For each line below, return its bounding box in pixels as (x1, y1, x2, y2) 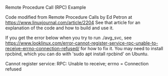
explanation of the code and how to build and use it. (5, 25, 114, 31)
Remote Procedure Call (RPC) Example (5, 5, 86, 10)
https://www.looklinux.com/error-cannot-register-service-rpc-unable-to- (5, 40, 158, 46)
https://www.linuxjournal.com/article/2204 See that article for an (5, 20, 141, 25)
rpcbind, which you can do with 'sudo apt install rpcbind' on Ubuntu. (5, 51, 149, 57)
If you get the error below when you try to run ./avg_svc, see (5, 35, 132, 41)
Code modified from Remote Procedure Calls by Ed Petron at (5, 14, 132, 20)
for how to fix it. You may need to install (80, 46, 163, 51)
